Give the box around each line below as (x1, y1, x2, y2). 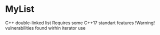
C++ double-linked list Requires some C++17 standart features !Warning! (5, 20, 155, 26)
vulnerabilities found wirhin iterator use (5, 25, 86, 31)
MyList (5, 3, 34, 15)
